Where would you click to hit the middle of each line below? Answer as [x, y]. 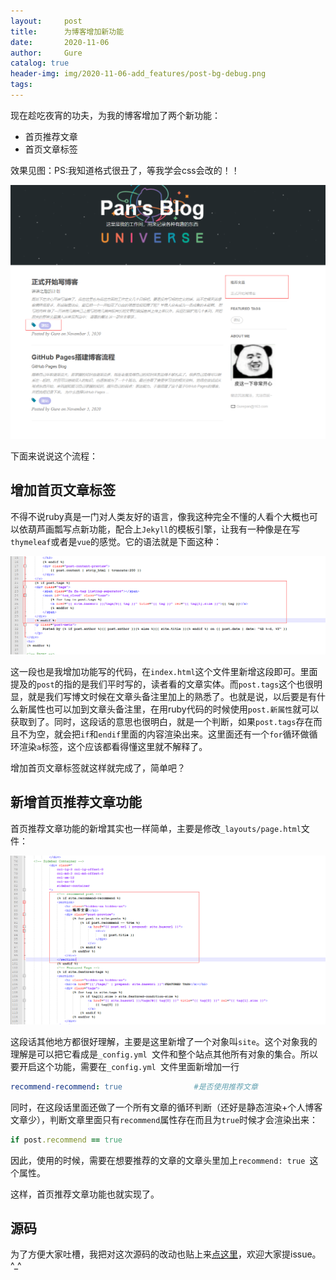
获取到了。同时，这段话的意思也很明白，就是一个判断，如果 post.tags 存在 [162, 721]
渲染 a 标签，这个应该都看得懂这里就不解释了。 [113, 746]
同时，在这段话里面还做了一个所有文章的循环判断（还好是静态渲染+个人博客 [166, 1107]
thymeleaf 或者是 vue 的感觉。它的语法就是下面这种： [116, 541]
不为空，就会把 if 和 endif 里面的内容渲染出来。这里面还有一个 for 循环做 [164, 734]
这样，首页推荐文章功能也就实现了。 [85, 1194]
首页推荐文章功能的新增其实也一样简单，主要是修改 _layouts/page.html [156, 828]
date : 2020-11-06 [60, 42]
